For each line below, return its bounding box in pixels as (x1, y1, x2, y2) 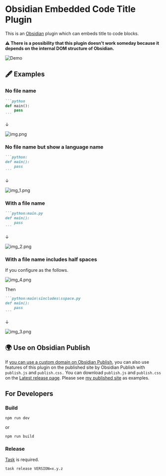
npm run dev (5, 416, 30, 421)
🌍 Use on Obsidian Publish (5, 343, 90, 352)
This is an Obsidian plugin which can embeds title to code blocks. (5, 30, 139, 36)
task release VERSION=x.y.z (5, 466, 63, 472)
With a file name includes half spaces (5, 256, 98, 263)
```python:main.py (5, 211, 43, 216)
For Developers (5, 389, 54, 398)
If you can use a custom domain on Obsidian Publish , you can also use (5, 359, 150, 365)
